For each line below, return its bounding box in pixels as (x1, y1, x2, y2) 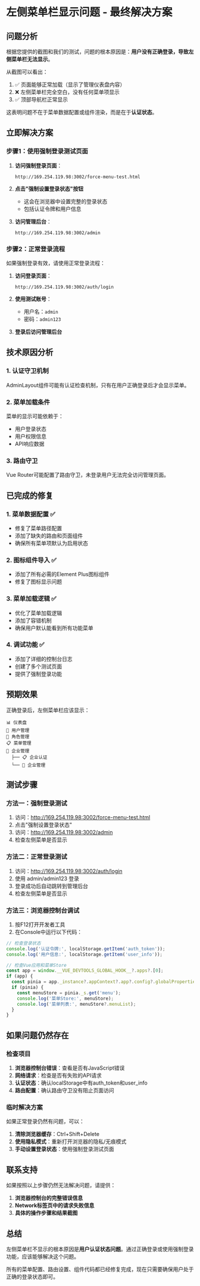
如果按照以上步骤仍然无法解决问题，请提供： (6, 1181, 116, 1189)
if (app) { (6, 973, 33, 979)
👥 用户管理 (6, 727, 30, 733)
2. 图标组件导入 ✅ (6, 556, 57, 564)
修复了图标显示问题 (14, 578, 62, 586)
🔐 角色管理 (6, 733, 30, 740)
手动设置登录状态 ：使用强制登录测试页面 (14, 1146, 114, 1153)
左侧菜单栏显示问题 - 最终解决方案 (6, 5, 173, 19)
